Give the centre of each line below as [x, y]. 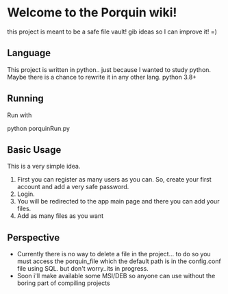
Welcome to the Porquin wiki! [92, 13]
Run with [20, 115]
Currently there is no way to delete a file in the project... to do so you [114, 254]
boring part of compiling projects [64, 283]
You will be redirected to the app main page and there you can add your [118, 201]
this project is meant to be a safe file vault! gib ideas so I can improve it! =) [112, 32]
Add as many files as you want [60, 216]
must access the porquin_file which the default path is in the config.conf [119, 261]
